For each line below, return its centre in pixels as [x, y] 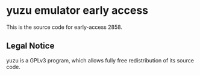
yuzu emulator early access [77, 10]
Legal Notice [30, 46]
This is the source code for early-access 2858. [64, 27]
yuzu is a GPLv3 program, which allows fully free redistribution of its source [100, 60]
